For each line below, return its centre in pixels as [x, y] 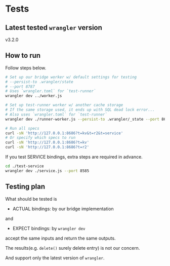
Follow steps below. [26, 68]
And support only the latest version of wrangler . [55, 258]
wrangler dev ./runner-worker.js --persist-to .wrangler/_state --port [82, 119]
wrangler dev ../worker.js [34, 96]
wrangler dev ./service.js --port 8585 [47, 171]
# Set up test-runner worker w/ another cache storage [64, 105]
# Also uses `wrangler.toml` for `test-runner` [56, 115]
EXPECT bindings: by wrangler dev [49, 228]
